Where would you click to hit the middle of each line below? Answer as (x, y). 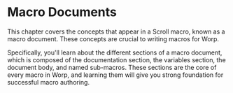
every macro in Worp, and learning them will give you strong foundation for (115, 75)
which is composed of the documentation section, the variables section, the (116, 59)
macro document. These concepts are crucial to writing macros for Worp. (113, 38)
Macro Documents (62, 12)
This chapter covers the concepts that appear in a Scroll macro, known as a (116, 31)
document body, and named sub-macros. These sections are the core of (112, 67)
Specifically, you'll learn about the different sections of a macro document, (115, 52)
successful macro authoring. (48, 82)
